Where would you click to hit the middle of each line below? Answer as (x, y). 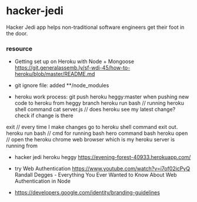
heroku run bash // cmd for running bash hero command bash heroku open (97, 133)
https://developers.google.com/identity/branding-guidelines (87, 193)
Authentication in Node (42, 181)
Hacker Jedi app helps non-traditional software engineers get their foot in (95, 27)
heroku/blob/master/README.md (55, 74)
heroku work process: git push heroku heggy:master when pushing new (102, 97)
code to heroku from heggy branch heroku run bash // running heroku (99, 103)
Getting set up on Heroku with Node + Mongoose (74, 62)
